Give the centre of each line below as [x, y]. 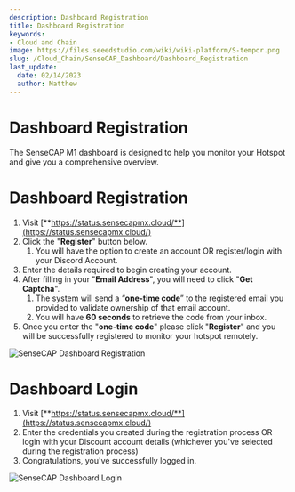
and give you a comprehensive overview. [84, 162]
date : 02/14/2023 [49, 76]
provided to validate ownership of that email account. [133, 307]
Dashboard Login [74, 389]
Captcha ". [41, 288]
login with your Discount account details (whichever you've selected [147, 442]
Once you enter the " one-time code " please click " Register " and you [149, 327]
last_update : [33, 68]
